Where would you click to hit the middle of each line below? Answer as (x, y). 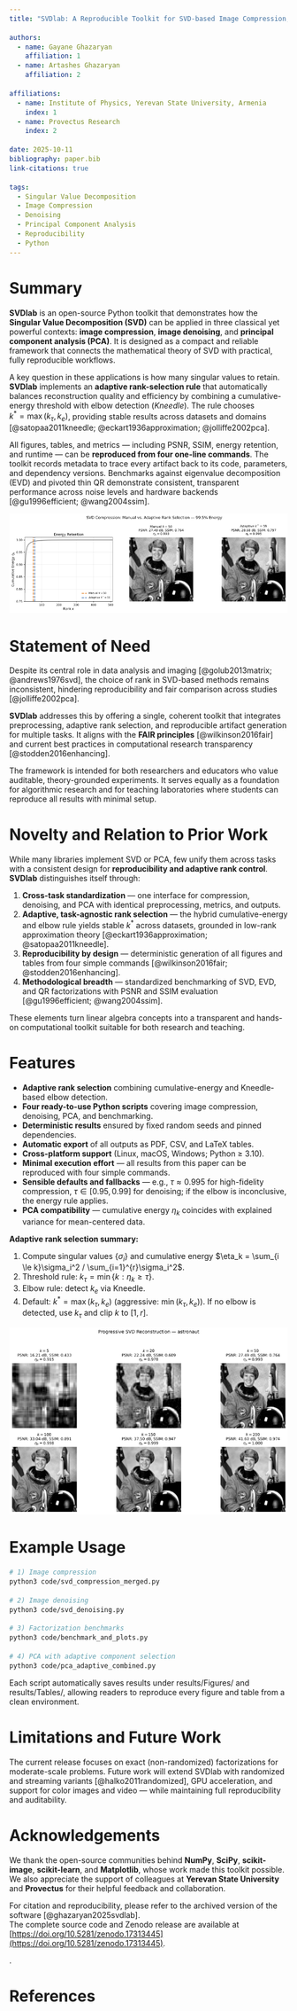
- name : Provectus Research (69, 121)
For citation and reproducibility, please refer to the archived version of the (144, 1905)
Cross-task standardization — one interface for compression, (136, 896)
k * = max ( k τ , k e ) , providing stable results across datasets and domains (138, 416)
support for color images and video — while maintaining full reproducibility (145, 1790)
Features (42, 1063)
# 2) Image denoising (49, 1600)
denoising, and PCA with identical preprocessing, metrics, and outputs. (151, 905)
